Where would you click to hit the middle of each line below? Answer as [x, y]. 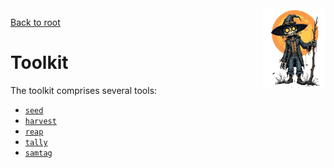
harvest [40, 121]
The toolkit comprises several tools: [84, 90]
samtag [38, 153]
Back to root [35, 22]
